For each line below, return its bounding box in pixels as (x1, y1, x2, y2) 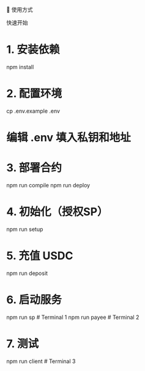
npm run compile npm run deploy (6, 182, 91, 189)
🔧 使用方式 (6, 6, 34, 13)
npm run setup (6, 225, 43, 233)
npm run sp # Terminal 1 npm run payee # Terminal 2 (6, 313, 139, 321)
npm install (6, 63, 34, 70)
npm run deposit (6, 269, 48, 277)
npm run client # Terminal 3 (6, 358, 76, 365)
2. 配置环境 (6, 87, 62, 100)
